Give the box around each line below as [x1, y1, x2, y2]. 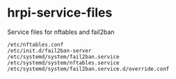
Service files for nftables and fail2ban [7, 28, 115, 36]
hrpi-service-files [7, 5, 113, 21]
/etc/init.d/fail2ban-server [7, 47, 92, 54]
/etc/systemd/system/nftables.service [7, 59, 120, 67]
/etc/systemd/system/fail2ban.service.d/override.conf [7, 65, 170, 72]
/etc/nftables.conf [7, 41, 64, 48]
